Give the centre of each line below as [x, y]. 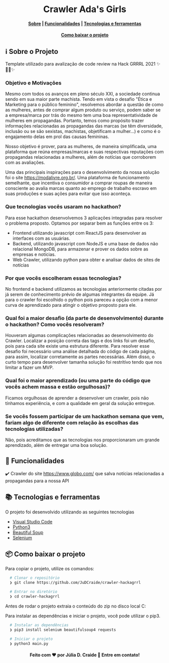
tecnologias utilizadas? [34, 429]
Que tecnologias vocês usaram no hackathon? [63, 207]
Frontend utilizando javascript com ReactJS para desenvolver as [79, 233]
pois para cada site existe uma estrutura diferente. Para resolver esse [77, 346]
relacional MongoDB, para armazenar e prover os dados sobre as [80, 249]
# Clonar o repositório [35, 578]
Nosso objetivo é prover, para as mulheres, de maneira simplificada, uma [81, 147]
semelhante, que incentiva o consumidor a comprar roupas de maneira [79, 183]
